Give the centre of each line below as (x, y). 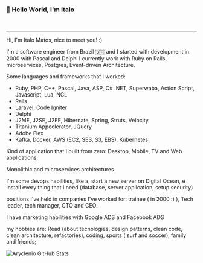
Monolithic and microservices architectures (60, 170)
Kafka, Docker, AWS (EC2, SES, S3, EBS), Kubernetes (82, 140)
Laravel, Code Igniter (41, 107)
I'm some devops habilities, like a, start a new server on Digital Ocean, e (96, 181)
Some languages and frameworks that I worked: (66, 77)
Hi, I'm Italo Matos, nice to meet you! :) (54, 40)
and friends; (21, 242)
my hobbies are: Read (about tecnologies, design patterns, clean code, (95, 229)
